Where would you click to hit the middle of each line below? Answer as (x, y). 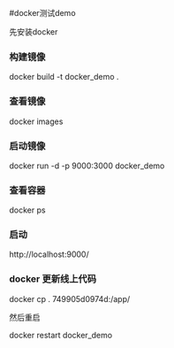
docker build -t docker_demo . (64, 77)
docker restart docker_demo (61, 335)
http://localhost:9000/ (49, 254)
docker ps (27, 210)
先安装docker (34, 32)
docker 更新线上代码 (53, 279)
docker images (36, 121)
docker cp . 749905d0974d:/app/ (70, 298)
